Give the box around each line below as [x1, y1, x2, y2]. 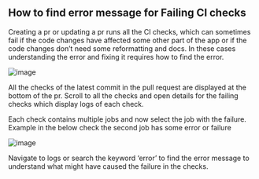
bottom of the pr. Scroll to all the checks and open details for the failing [8, 90, 239, 100]
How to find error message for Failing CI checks [8, 6, 246, 20]
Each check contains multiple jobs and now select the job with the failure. [8, 114, 246, 124]
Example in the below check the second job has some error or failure [8, 122, 232, 132]
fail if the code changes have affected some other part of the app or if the [8, 35, 247, 45]
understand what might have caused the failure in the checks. [8, 161, 209, 171]
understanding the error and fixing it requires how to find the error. [8, 52, 224, 61]
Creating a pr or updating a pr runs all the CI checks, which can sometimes [8, 27, 251, 36]
